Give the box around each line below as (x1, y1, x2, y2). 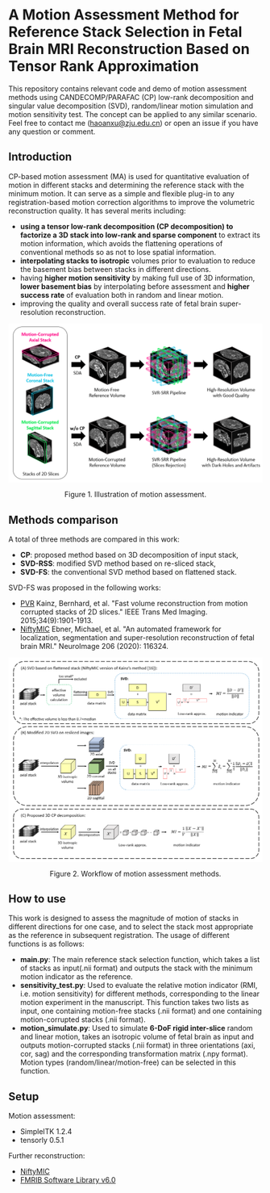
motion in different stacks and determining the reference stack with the (8, 180, 244, 190)
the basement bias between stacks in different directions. (19, 264, 211, 274)
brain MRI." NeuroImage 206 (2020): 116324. (19, 642, 169, 651)
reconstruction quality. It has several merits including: (8, 206, 187, 216)
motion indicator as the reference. (19, 972, 133, 982)
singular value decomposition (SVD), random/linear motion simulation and (8, 101, 254, 111)
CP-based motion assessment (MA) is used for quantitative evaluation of (8, 171, 250, 181)
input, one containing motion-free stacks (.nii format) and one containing (19, 1007, 262, 1016)
